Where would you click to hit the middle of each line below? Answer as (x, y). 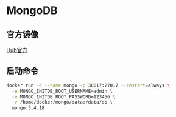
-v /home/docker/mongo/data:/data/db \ (62, 102)
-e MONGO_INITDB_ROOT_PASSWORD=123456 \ (64, 97)
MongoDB (32, 11)
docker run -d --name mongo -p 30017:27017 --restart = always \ (88, 85)
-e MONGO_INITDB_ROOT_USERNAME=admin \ (62, 91)
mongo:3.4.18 (28, 108)
